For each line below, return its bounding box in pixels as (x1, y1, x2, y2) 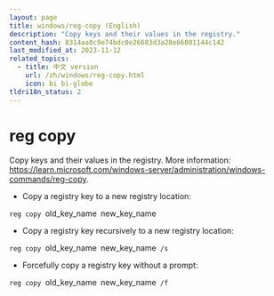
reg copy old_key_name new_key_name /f (9, 277, 169, 288)
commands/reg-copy (9, 174, 87, 185)
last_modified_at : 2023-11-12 (9, 46, 122, 55)
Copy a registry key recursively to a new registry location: (21, 226, 234, 236)
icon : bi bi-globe (25, 79, 93, 88)
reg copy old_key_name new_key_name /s (9, 243, 169, 253)
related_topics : (9, 54, 69, 63)
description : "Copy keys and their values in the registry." (9, 29, 241, 38)
